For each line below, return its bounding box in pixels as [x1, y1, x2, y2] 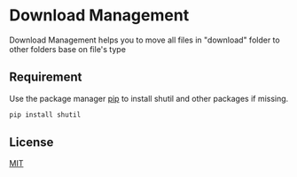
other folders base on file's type [9, 43, 127, 54]
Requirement [9, 70, 82, 85]
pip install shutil [9, 110, 82, 119]
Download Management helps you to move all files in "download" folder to [9, 35, 281, 45]
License [9, 135, 54, 150]
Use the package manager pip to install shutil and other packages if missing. [9, 93, 289, 104]
